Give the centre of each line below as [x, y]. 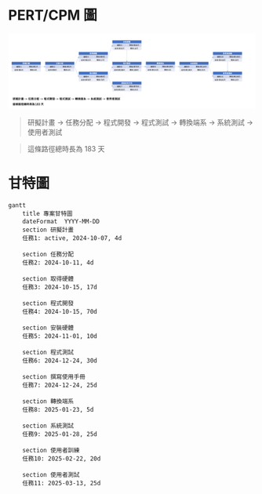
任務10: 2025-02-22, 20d [62, 459]
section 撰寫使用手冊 [54, 377]
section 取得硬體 [48, 279]
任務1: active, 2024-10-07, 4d [72, 238]
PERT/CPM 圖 [53, 15]
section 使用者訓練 [51, 451]
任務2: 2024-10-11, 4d [58, 263]
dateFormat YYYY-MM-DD [61, 222]
